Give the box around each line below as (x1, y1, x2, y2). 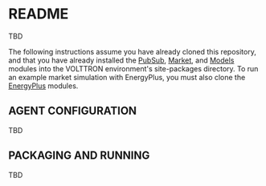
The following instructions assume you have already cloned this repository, (8, 46, 257, 56)
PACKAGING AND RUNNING (8, 149, 150, 163)
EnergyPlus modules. (8, 81, 79, 91)
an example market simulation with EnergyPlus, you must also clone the (8, 72, 246, 82)
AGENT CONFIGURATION (8, 104, 137, 118)
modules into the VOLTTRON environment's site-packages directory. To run (8, 63, 259, 73)
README (8, 5, 69, 23)
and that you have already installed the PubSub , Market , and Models (8, 55, 235, 65)
